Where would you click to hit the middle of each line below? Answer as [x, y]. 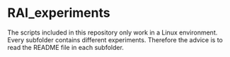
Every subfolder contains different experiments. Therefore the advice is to [115, 39]
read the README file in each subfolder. [65, 47]
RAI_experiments [59, 13]
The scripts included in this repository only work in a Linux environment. [113, 32]
